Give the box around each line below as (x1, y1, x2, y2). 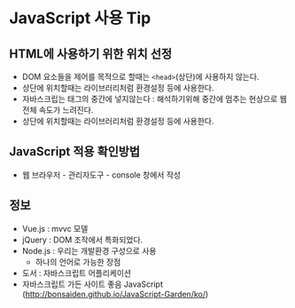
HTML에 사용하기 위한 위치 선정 (9, 46, 173, 61)
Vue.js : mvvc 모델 (21, 223, 89, 233)
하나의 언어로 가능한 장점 (35, 257, 121, 267)
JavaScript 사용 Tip (9, 8, 151, 28)
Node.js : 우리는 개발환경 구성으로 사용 (21, 245, 157, 256)
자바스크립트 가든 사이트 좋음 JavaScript (21, 279, 164, 289)
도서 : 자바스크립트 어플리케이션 (21, 267, 131, 278)
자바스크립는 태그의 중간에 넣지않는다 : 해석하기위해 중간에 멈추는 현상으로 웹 (21, 94, 288, 104)
